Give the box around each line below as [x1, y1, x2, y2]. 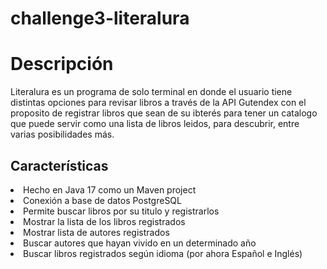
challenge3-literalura [10, 7, 190, 30]
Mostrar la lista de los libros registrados [23, 215, 186, 227]
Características [10, 157, 109, 174]
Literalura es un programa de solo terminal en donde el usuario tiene [10, 86, 293, 98]
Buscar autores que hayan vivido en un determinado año [23, 237, 257, 249]
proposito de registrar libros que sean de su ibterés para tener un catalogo [10, 107, 318, 119]
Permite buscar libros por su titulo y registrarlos [23, 205, 220, 217]
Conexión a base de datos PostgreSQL [23, 194, 182, 206]
